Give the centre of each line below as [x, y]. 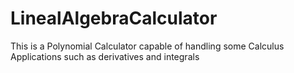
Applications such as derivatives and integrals [105, 56]
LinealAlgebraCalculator [114, 18]
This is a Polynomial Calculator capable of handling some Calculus [147, 46]
